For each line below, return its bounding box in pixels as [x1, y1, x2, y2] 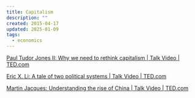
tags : [6, 32, 20, 38]
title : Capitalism [6, 9, 53, 15]
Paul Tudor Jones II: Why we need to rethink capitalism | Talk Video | [6, 55, 180, 61]
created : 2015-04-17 [6, 20, 59, 26]
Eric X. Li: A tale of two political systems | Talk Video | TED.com [6, 73, 167, 80]
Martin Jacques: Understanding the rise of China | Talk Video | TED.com [6, 85, 189, 92]
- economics [12, 37, 43, 43]
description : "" [6, 15, 48, 21]
